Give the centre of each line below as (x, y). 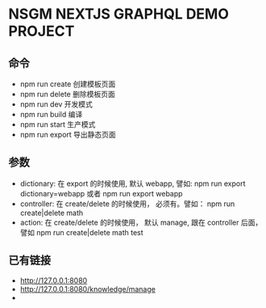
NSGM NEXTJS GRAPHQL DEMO (119, 14)
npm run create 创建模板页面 (68, 84)
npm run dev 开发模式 (56, 104)
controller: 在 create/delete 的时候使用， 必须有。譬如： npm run (127, 204)
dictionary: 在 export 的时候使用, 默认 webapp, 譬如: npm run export (133, 184)
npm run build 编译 (51, 114)
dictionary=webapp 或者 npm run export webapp (101, 193)
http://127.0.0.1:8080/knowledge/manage (87, 289)
